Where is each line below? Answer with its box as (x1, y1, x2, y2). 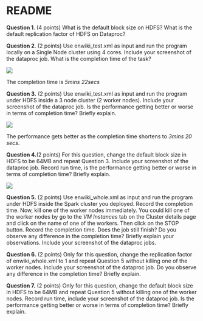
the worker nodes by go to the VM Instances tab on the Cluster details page (6, 213, 196, 220)
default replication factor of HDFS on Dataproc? (6, 30, 126, 37)
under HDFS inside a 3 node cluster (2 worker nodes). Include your (6, 96, 174, 104)
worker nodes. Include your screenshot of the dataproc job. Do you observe (6, 263, 197, 271)
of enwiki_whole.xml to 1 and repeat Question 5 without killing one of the (6, 257, 188, 264)
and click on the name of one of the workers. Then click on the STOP (6, 219, 179, 227)
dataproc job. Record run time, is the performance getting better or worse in (6, 164, 197, 171)
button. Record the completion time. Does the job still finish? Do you (6, 226, 177, 233)
